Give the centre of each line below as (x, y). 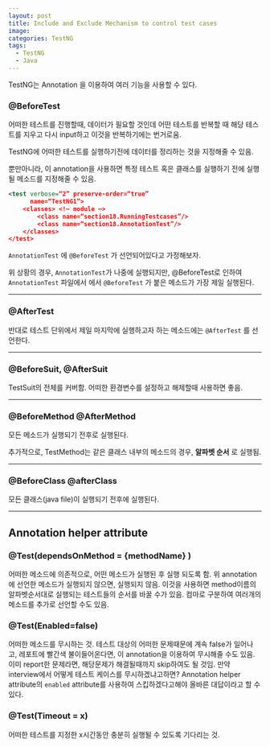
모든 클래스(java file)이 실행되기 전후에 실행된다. (84, 499)
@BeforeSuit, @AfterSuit (58, 369)
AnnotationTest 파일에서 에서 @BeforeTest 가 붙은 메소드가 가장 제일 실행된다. (131, 283)
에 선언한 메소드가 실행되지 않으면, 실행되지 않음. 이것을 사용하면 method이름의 (133, 584)
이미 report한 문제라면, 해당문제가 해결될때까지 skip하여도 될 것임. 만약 (119, 664)
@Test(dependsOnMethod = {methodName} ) (100, 555)
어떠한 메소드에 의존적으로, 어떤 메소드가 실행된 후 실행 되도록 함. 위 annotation (133, 574)
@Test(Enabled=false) (53, 626)
